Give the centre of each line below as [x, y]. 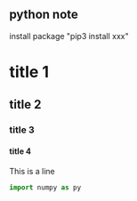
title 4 [20, 151]
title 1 [29, 72]
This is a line [32, 171]
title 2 [25, 105]
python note [44, 15]
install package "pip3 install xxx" [69, 36]
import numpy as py [45, 187]
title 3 [22, 130]
